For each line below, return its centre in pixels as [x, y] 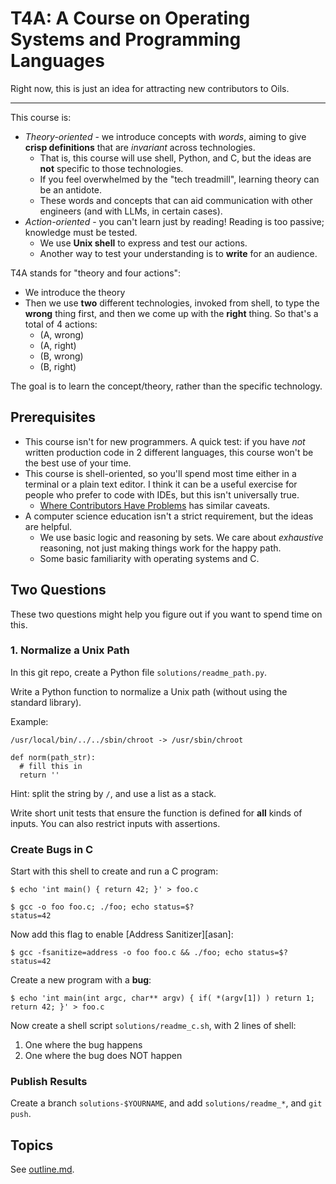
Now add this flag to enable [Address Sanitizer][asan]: [122, 934]
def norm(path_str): [53, 757]
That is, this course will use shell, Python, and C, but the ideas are [175, 158]
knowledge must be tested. [81, 232]
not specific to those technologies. [111, 168]
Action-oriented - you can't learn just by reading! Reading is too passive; [174, 221]
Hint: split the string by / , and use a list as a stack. [113, 793]
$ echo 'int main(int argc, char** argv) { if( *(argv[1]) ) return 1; [162, 998]
